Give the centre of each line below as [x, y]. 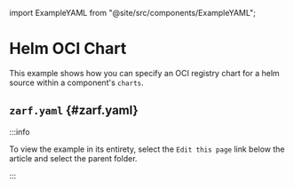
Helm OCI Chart [68, 49]
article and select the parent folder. [73, 158]
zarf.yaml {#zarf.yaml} [74, 110]
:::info [20, 131]
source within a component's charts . [76, 82]
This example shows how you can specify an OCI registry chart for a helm [144, 73]
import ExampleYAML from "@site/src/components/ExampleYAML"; [132, 13]
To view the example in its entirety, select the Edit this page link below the [147, 149]
